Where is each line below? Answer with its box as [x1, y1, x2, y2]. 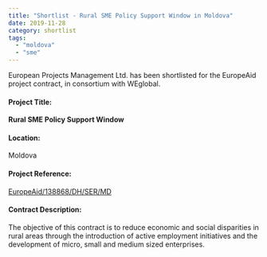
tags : [8, 33, 26, 42]
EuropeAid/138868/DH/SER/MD [8, 186, 112, 196]
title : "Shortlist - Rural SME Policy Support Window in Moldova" [8, 11, 234, 20]
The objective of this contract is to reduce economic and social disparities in [8, 222, 259, 232]
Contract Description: [8, 204, 82, 215]
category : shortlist [8, 26, 77, 34]
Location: [8, 133, 41, 142]
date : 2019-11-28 [8, 19, 66, 27]
